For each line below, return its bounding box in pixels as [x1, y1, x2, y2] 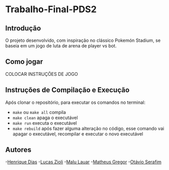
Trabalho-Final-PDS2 [5, 4, 97, 15]
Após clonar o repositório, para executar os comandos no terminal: [5, 99, 146, 105]
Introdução [5, 24, 41, 33]
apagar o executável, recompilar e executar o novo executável [12, 131, 144, 137]
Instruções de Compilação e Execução [5, 86, 130, 95]
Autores [5, 146, 32, 154]
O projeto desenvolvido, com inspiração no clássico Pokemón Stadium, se [5, 37, 161, 43]
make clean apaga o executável [12, 115, 78, 121]
